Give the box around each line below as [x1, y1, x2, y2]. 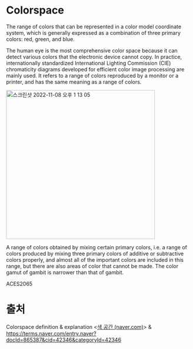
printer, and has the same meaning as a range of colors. [6, 78, 142, 85]
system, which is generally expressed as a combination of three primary [6, 29, 181, 36]
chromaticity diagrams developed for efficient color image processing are [6, 65, 185, 73]
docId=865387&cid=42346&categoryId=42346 [6, 336, 122, 343]
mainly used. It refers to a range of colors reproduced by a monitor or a [6, 72, 179, 79]
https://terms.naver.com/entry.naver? [6, 330, 97, 337]
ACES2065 [6, 280, 33, 287]
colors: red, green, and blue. [6, 35, 75, 42]
